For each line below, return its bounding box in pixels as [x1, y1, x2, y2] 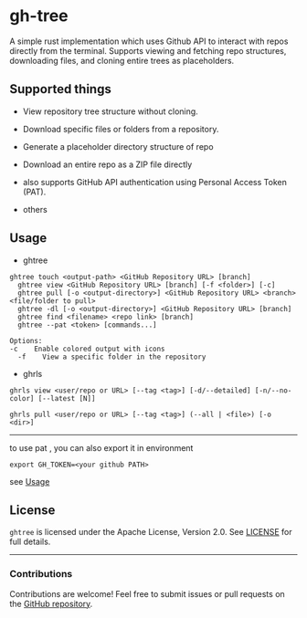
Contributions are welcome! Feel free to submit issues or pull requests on [9, 588, 285, 599]
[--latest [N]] [37, 393, 96, 403]
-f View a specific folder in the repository [17, 352, 206, 361]
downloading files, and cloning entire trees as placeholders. [9, 55, 235, 66]
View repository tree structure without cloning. [22, 106, 198, 117]
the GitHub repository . [9, 598, 93, 609]
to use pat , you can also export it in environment [9, 442, 194, 453]
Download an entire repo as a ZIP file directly [22, 159, 193, 170]
